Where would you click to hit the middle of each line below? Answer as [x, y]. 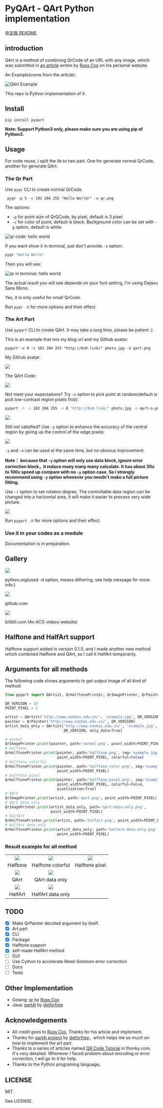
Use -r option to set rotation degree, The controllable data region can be [78, 491]
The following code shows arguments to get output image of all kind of [76, 681]
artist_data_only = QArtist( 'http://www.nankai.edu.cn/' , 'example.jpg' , [81, 726]
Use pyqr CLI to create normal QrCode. [44, 189]
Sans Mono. [17, 288]
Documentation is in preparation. [38, 544]
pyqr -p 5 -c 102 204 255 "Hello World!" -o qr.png [60, 198]
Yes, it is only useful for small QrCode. [43, 297]
